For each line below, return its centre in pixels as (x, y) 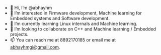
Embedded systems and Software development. (60, 18)
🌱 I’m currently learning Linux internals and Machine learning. (73, 23)
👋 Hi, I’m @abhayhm (31, 8)
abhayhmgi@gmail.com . (35, 47)
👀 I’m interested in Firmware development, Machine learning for (76, 13)
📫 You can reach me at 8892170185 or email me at (63, 40)
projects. (19, 34)
